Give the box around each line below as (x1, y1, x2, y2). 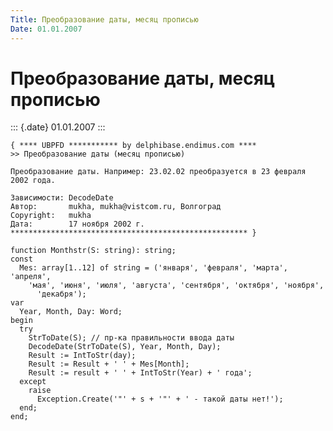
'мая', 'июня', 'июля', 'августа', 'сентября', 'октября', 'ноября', (28, 281, 325, 291)
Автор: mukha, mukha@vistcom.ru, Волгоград (10, 202, 222, 212)
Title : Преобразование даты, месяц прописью (10, 14, 199, 25)
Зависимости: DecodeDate (10, 193, 114, 203)
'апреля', (10, 272, 52, 282)
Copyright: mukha (10, 211, 92, 221)
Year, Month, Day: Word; (19, 307, 123, 317)
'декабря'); (36, 289, 87, 300)
